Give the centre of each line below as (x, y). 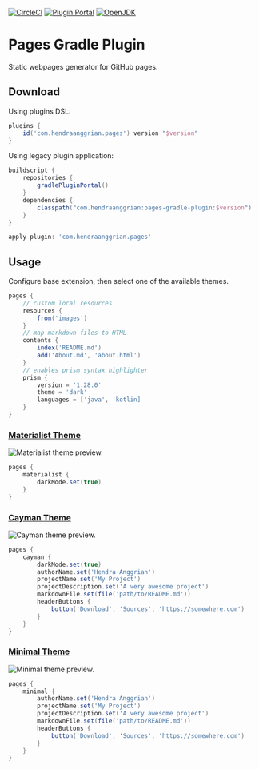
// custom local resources (68, 303)
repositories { (48, 178)
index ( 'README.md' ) (70, 348)
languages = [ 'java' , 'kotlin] (89, 400)
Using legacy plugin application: (61, 156)
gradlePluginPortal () (73, 185)
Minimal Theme (39, 651)
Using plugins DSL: (40, 111)
